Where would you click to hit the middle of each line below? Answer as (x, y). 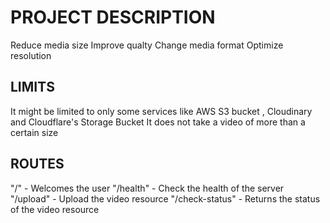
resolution (31, 55)
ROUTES (37, 164)
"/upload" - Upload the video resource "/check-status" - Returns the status (165, 198)
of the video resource (55, 209)
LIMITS (32, 87)
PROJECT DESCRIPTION (113, 17)
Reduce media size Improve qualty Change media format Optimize (147, 45)
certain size (34, 132)
